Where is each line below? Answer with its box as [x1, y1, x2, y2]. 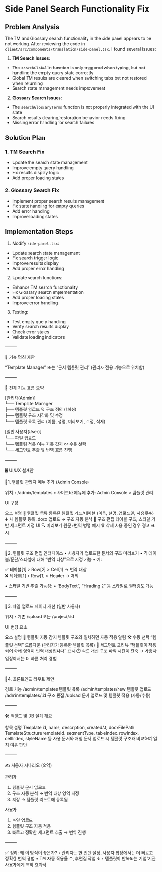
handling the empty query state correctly [12, 70, 94, 76]
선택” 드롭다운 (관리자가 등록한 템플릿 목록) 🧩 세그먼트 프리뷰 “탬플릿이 [14, 642, 147, 648]
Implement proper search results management [12, 198, 105, 204]
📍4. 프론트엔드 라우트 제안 [5, 676, 55, 682]
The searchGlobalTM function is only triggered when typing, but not [12, 65, 145, 70]
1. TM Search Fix [5, 148, 44, 155]
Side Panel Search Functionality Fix [5, 3, 150, 15]
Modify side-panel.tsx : [12, 240, 59, 246]
